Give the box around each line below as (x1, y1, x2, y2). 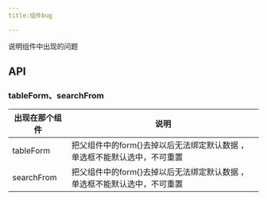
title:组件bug (8, 11, 53, 20)
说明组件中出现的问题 (8, 41, 78, 51)
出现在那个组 (14, 113, 62, 124)
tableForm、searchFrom (8, 90, 105, 101)
